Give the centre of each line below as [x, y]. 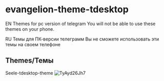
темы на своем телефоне [33, 44]
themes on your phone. [30, 29]
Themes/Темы [29, 61]
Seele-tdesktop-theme [29, 73]
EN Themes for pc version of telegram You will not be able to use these [80, 24]
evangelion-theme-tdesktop [67, 9]
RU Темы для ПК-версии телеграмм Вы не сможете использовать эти [82, 39]
